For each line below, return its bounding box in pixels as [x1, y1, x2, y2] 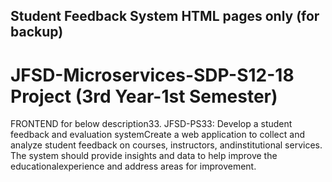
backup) [10, 24, 64, 41]
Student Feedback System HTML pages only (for [10, 8, 320, 25]
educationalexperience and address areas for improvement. [10, 160, 257, 173]
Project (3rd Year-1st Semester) [10, 85, 278, 108]
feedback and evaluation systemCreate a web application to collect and [10, 129, 306, 141]
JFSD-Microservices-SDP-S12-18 [10, 64, 295, 86]
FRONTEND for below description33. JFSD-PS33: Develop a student [10, 118, 293, 130]
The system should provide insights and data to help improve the [10, 150, 278, 162]
